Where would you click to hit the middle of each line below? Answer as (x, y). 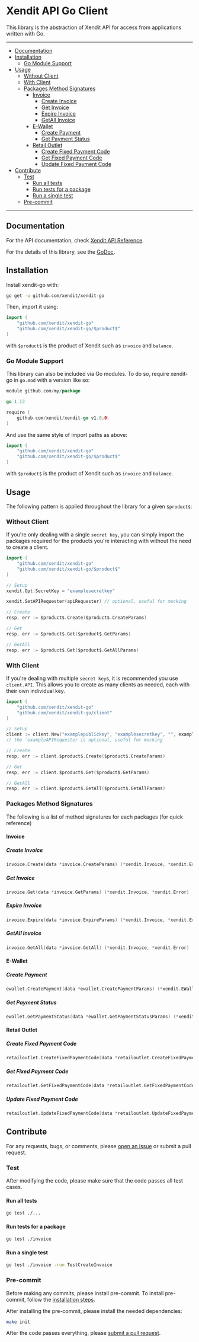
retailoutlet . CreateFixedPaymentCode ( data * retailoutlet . (79, 1058)
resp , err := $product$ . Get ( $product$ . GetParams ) (69, 634)
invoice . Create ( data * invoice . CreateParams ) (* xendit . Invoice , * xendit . (98, 865)
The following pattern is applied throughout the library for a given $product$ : (99, 506)
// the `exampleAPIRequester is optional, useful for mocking (84, 740)
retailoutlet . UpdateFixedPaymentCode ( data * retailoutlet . (79, 1113)
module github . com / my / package (44, 391)
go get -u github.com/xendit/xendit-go (55, 295)
